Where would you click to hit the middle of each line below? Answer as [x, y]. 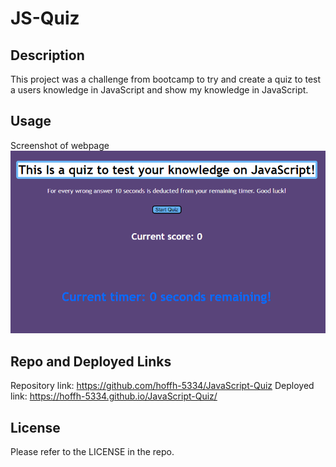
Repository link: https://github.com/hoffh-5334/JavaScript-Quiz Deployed [162, 386]
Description [47, 55]
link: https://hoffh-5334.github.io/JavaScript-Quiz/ [114, 396]
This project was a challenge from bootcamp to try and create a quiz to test [166, 79]
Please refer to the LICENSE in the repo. [92, 451]
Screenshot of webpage [60, 145]
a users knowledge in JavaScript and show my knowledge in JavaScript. [159, 90]
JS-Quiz [45, 18]
